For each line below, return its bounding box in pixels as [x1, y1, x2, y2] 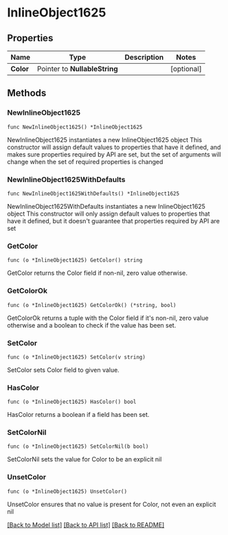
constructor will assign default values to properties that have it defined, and [7, 143, 221, 151]
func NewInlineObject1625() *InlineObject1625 [7, 124, 143, 130]
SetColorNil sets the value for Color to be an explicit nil [7, 455, 162, 464]
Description [124, 53, 164, 62]
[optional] [170, 64, 203, 73]
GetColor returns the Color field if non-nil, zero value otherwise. [7, 269, 187, 277]
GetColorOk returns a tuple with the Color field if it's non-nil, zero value [7, 314, 209, 322]
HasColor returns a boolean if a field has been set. [7, 411, 150, 419]
